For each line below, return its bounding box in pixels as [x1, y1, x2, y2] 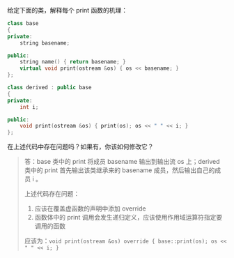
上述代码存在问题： [24, 190, 80, 198]
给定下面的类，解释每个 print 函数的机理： [7, 6, 128, 14]
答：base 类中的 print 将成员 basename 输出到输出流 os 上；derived [24, 158, 221, 166]
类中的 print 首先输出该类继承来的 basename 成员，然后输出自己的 [24, 166, 215, 174]
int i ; [19, 103, 39, 110]
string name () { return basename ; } [19, 59, 127, 66]
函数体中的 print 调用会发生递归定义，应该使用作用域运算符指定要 [34, 213, 223, 222]
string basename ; [19, 39, 70, 47]
